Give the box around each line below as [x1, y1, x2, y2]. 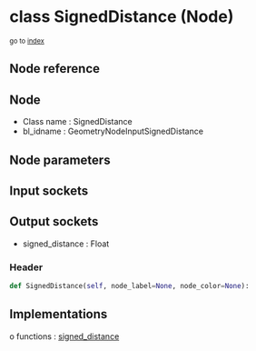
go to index [9, 36, 45, 45]
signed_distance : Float [22, 238, 110, 249]
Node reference [9, 61, 101, 76]
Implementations [9, 306, 108, 322]
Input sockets [9, 183, 89, 198]
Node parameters [9, 152, 111, 167]
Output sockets [9, 214, 99, 229]
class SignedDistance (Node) [9, 6, 234, 27]
